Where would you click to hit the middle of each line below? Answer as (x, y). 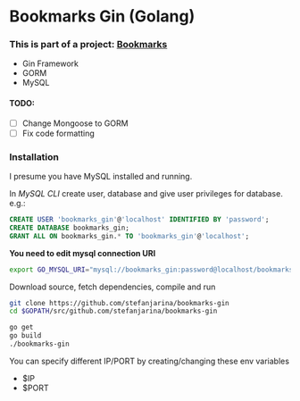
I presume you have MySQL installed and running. (101, 177)
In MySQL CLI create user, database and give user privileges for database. (146, 194)
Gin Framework (50, 63)
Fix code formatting (58, 133)
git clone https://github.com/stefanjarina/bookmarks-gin (119, 303)
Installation (34, 156)
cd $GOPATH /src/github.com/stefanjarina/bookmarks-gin (113, 311)
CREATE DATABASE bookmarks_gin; (69, 228)
